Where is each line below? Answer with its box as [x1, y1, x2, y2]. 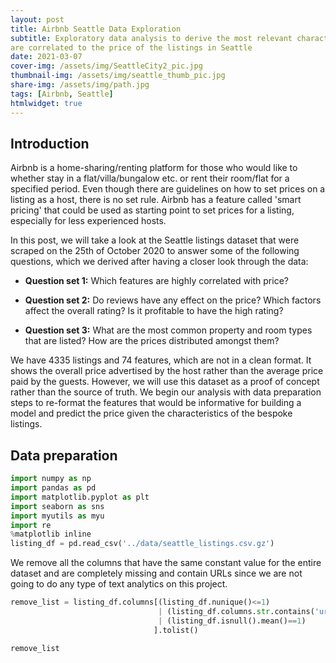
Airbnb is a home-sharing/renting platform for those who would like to [10, 162, 298, 174]
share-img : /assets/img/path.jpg [10, 80, 150, 90]
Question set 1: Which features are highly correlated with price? [24, 275, 289, 287]
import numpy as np [10, 474, 92, 484]
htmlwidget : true [10, 98, 83, 108]
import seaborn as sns [10, 501, 105, 511]
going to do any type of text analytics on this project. [10, 578, 228, 590]
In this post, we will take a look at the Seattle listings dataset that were [10, 234, 300, 246]
